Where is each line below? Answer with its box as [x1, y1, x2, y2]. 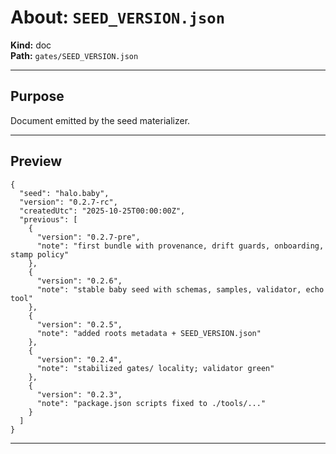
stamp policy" [10, 249, 70, 260]
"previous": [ [19, 214, 78, 225]
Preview [10, 153, 63, 170]
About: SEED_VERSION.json [10, 6, 225, 29]
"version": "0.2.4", [36, 354, 123, 365]
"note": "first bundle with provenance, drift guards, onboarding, [36, 241, 325, 251]
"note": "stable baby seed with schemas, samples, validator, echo [36, 284, 325, 295]
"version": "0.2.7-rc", [19, 197, 118, 207]
